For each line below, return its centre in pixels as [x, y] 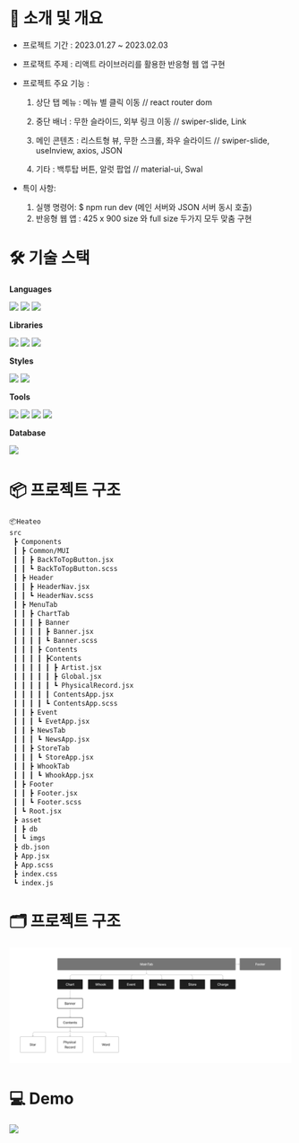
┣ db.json [31, 847]
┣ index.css [35, 874]
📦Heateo [26, 522]
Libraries [26, 325]
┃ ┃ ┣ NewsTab [39, 730]
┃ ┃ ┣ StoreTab [41, 748]
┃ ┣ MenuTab [35, 604]
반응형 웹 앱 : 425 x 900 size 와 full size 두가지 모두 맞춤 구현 [144, 218]
